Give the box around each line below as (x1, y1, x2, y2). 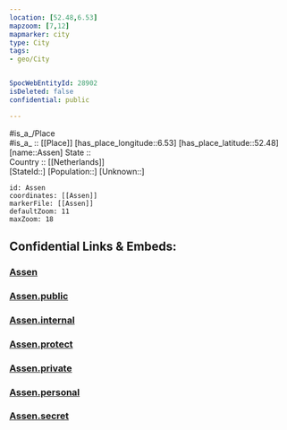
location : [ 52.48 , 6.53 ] (9, 13, 98, 22)
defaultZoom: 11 (9, 207, 70, 216)
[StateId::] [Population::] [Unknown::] (9, 166, 145, 176)
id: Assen (9, 183, 46, 193)
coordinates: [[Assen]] (9, 191, 98, 200)
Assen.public (9, 289, 69, 302)
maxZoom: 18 (9, 214, 54, 224)
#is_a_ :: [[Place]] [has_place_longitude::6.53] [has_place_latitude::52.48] (9, 137, 279, 148)
